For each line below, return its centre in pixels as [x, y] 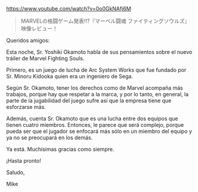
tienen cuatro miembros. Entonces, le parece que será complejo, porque [95, 125]
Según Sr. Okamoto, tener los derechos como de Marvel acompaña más [95, 88]
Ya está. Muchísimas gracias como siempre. [60, 149]
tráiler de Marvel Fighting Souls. [45, 58]
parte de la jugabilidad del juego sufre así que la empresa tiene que [89, 100]
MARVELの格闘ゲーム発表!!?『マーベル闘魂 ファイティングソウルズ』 [105, 21]
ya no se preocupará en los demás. [49, 138]
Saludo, [16, 172]
